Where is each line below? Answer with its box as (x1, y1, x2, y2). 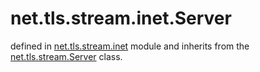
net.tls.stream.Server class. (10, 50, 123, 62)
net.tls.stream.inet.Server (10, 7, 232, 30)
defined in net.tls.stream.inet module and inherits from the (10, 40, 250, 52)
